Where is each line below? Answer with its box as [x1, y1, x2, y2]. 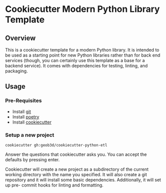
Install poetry [12, 114, 40, 120]
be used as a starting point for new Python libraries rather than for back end [5, 52, 161, 58]
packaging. [5, 68, 28, 74]
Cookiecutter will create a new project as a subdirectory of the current [5, 166, 149, 172]
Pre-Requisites [5, 97, 42, 104]
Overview [5, 34, 36, 42]
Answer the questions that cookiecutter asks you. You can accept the [5, 151, 147, 157]
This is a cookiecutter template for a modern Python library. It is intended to [5, 47, 160, 53]
